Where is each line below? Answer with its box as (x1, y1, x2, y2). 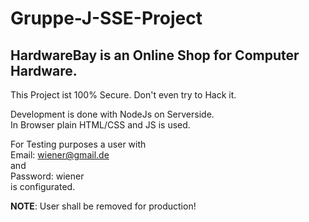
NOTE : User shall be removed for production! (10, 200, 197, 212)
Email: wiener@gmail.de (10, 149, 110, 161)
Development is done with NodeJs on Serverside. (10, 108, 215, 120)
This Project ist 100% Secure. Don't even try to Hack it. (10, 89, 237, 101)
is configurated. (10, 181, 76, 192)
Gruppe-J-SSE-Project (10, 7, 203, 30)
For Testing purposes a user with (10, 138, 147, 150)
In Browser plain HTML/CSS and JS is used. (10, 119, 191, 131)
